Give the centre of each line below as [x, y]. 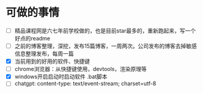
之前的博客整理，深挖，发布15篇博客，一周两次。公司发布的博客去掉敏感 [105, 46]
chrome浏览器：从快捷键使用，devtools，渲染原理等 [81, 69]
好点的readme [32, 38]
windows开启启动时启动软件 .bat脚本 [61, 76]
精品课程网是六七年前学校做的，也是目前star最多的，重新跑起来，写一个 [105, 31]
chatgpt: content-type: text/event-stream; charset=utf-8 [85, 84]
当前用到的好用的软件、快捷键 [52, 61]
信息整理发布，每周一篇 [44, 54]
